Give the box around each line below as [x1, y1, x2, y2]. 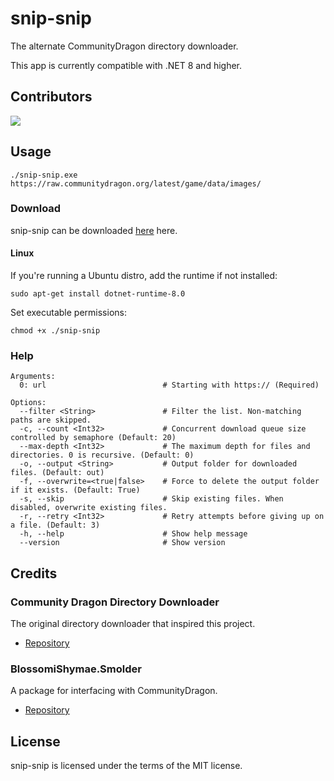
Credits [10, 565, 58, 582]
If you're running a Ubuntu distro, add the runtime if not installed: [10, 270, 278, 282]
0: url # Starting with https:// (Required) [19, 380, 320, 391]
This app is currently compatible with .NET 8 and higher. [10, 59, 243, 71]
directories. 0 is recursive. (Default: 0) [10, 450, 195, 461]
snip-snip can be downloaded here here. [10, 224, 178, 236]
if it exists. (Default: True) [10, 485, 141, 496]
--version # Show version [19, 538, 226, 548]
